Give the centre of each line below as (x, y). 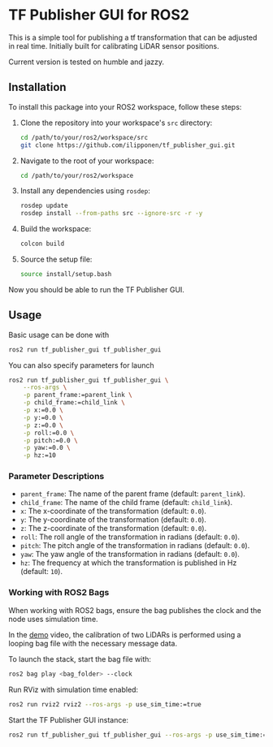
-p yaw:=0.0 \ (47, 448)
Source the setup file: (56, 259)
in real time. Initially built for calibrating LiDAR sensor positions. (114, 45)
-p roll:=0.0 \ (49, 433)
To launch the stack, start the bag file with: (80, 658)
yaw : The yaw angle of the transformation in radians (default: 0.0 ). (130, 555)
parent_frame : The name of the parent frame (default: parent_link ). (133, 494)
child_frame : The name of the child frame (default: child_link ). (126, 503)
